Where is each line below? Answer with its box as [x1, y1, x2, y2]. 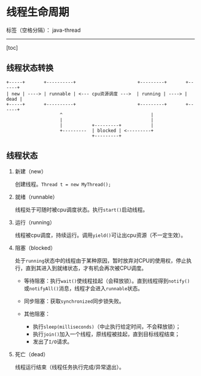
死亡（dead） [14, 350, 49, 357]
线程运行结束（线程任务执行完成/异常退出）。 [14, 363, 124, 371]
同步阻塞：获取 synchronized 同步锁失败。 [23, 297, 124, 305]
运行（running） [14, 218, 56, 225]
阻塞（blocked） [14, 244, 56, 251]
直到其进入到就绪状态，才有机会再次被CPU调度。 [25, 264, 147, 272]
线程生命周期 [6, 5, 70, 19]
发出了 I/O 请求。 [32, 338, 73, 345]
